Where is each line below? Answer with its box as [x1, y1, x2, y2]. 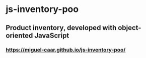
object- [118, 23, 141, 32]
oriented [6, 31, 33, 39]
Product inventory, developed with [6, 23, 117, 32]
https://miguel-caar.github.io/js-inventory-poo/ [6, 46, 126, 53]
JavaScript [34, 31, 69, 39]
